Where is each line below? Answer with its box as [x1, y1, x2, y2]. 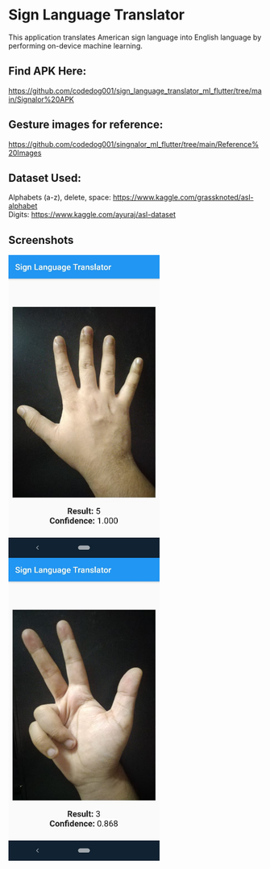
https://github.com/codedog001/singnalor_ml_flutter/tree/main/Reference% [8, 139, 260, 149]
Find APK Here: [8, 65, 87, 78]
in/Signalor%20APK [8, 94, 74, 104]
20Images [8, 148, 42, 157]
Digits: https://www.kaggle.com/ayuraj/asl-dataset [8, 210, 176, 220]
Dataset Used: [8, 171, 82, 185]
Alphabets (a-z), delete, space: [8, 192, 111, 203]
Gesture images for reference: [8, 118, 164, 132]
